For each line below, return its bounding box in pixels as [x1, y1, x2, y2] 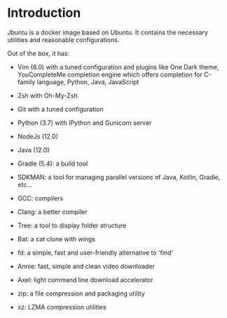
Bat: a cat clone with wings [17, 234, 96, 243]
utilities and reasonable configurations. [7, 35, 120, 44]
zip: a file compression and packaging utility [17, 289, 145, 298]
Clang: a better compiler [17, 207, 88, 216]
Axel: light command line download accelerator [17, 275, 153, 284]
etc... [17, 180, 33, 189]
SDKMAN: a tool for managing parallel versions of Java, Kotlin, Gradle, [17, 173, 221, 181]
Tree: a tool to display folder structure [17, 221, 127, 230]
